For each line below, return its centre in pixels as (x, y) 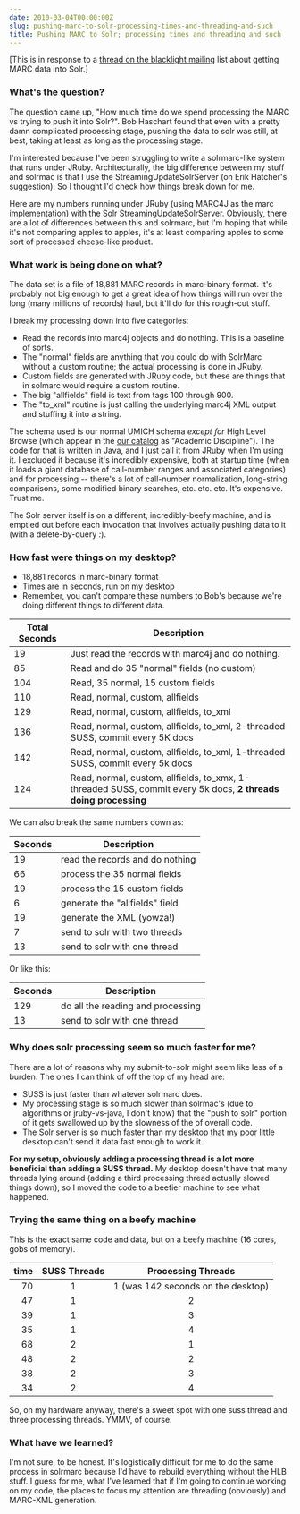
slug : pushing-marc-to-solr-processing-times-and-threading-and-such (142, 26)
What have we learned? (62, 1442)
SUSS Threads (73, 1271)
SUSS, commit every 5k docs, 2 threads (195, 789)
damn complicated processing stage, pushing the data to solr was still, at (144, 131)
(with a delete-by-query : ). (58, 534)
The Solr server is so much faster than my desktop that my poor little (148, 1132)
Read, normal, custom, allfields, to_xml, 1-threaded (178, 753)
